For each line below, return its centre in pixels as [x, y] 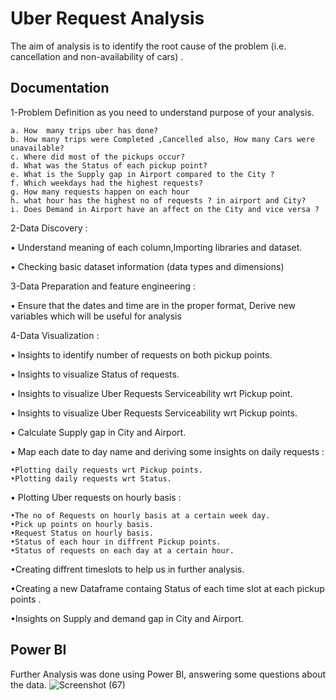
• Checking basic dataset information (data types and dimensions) [147, 266]
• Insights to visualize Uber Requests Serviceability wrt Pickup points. [154, 413]
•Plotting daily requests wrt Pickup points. [106, 470]
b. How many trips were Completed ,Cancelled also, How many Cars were [162, 139]
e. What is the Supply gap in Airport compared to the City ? [142, 174]
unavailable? [37, 148]
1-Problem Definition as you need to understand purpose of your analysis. [162, 112]
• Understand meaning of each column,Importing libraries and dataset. [156, 247]
